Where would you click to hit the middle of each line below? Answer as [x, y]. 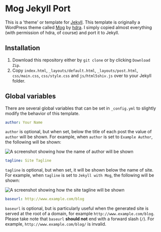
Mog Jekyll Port [38, 9]
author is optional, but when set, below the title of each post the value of [79, 132]
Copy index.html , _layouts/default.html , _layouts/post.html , [75, 70]
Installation [23, 48]
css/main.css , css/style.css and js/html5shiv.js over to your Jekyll [82, 75]
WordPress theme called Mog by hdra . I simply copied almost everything [79, 27]
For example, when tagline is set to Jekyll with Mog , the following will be [80, 175]
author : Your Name [24, 122]
